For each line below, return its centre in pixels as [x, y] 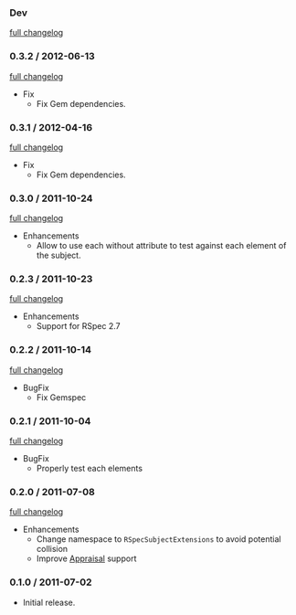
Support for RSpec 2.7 [78, 326]
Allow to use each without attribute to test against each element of [161, 246]
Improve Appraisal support [86, 558]
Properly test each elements [90, 469]
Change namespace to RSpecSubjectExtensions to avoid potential [159, 539]
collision [52, 549]
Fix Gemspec [61, 397]
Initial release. [49, 602]
